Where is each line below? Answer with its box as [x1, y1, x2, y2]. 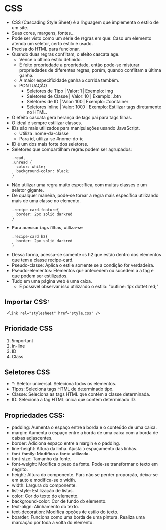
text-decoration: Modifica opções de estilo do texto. [11, 509, 119, 515]
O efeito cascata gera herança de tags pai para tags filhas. [11, 114, 132, 120]
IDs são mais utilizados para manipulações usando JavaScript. [11, 125, 140, 131]
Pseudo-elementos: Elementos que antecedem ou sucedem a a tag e [11, 267, 154, 273]
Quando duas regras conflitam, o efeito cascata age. [11, 51, 120, 57]
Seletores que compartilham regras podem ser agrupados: [11, 146, 132, 152]
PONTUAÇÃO [19, 82, 47, 88]
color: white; [16, 164, 46, 169]
